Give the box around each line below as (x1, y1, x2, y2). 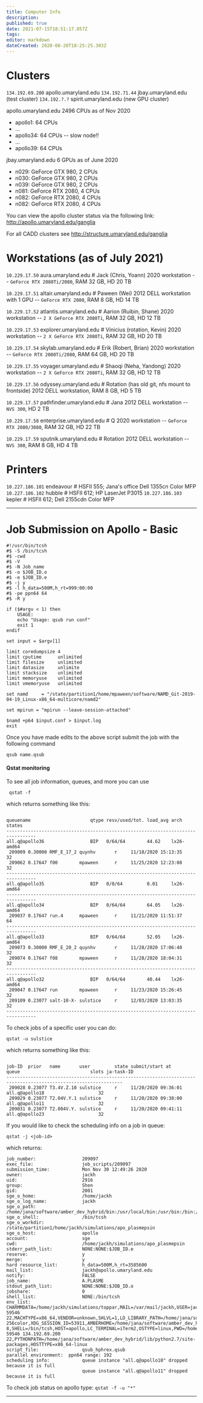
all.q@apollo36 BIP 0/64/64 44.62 (6, 838, 161, 844)
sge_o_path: (6, 1204, 36, 1210)
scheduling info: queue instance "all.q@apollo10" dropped (6, 1357, 188, 1364)
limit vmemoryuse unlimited (6, 680, 83, 687)
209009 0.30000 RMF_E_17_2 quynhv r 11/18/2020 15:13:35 (8, 849, 182, 855)
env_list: (6, 1299, 31, 1305)
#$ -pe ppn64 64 (6, 590, 47, 596)
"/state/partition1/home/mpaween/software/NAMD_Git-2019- (47, 691, 196, 697)
